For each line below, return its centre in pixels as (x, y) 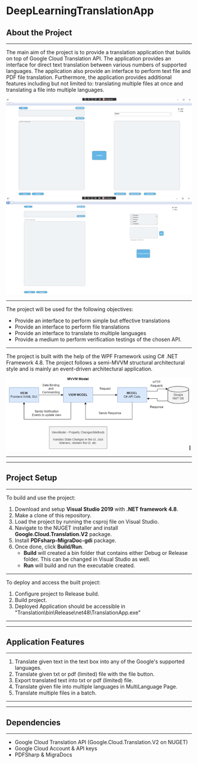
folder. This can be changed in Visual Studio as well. (87, 559)
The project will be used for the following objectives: (70, 309)
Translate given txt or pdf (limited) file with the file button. (85, 674)
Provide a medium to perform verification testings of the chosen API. (98, 339)
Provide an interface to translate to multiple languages (80, 333)
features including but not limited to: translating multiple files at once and (95, 83)
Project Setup (32, 478)
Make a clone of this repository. (53, 515)
